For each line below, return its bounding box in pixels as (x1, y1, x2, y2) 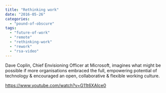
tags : (5, 26, 16, 31)
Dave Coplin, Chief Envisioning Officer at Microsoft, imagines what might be (5, 62, 161, 68)
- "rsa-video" (9, 48, 39, 53)
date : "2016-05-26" (5, 12, 46, 17)
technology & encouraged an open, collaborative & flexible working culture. (5, 73, 160, 79)
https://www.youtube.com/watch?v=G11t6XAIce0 (5, 82, 106, 88)
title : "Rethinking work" (5, 7, 59, 12)
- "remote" (9, 35, 32, 40)
